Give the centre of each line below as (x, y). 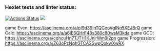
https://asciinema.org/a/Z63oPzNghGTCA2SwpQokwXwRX (65, 43)
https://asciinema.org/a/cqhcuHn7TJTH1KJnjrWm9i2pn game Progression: (80, 38)
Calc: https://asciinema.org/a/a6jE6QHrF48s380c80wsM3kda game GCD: (80, 33)
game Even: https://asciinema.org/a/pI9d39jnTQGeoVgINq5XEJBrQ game (79, 28)
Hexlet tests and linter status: (41, 7)
